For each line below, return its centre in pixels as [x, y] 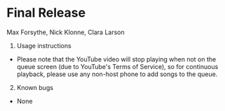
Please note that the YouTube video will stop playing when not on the [116, 59]
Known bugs [35, 87]
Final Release [46, 13]
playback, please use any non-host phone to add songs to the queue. [117, 74]
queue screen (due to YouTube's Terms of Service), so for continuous [117, 66]
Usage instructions [44, 45]
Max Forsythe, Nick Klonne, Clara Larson [66, 32]
